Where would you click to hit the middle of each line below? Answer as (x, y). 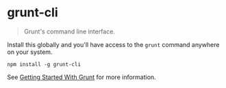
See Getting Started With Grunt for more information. (81, 77)
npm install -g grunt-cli (44, 64)
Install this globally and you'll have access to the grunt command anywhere (113, 44)
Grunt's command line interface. (69, 31)
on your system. (30, 52)
